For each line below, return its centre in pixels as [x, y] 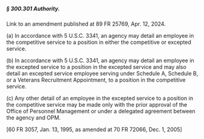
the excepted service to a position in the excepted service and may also [97, 66]
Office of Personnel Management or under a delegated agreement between [101, 111]
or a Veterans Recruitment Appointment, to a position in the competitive [96, 80]
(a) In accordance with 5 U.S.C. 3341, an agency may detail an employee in [100, 35]
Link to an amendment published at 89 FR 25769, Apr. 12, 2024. [86, 24]
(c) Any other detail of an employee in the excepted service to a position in [100, 98]
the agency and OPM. [33, 117]
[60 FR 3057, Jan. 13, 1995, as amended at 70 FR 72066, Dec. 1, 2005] [94, 129]
